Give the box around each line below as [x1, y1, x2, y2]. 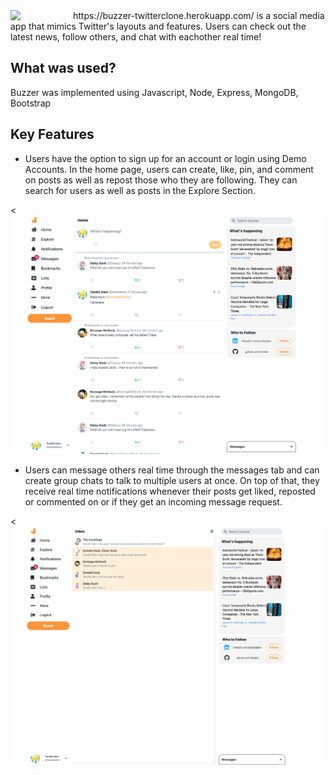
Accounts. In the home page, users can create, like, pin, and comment [24, 163, 314, 175]
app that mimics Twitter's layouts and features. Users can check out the [10, 20, 307, 32]
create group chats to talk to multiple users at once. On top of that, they [24, 475, 320, 487]
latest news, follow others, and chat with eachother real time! [10, 31, 262, 43]
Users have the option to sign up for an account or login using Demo [24, 152, 307, 164]
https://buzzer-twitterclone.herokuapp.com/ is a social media [73, 10, 325, 21]
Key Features [10, 126, 95, 143]
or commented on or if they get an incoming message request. [24, 496, 283, 508]
